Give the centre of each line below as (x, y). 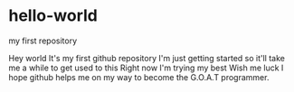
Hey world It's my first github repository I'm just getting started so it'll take (147, 58)
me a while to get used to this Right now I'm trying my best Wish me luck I (146, 68)
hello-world (53, 16)
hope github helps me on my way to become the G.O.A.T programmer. (139, 77)
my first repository (43, 41)
